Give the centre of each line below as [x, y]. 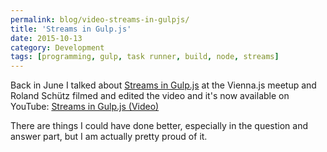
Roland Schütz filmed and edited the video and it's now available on [150, 96]
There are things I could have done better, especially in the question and [159, 126]
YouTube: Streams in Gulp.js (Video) [85, 107]
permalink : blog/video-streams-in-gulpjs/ [100, 19]
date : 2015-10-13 [46, 38]
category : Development [57, 47]
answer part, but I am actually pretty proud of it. [109, 137]
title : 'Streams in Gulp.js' [71, 29]
